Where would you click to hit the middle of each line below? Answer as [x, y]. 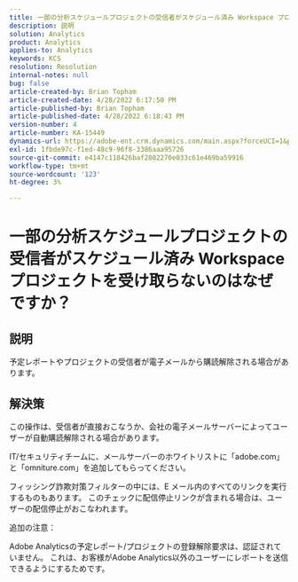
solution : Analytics [47, 34]
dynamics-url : [35, 141]
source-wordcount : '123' [55, 174]
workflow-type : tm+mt [49, 166]
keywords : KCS [35, 59]
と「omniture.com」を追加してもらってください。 [100, 468]
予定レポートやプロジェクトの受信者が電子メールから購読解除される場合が [145, 362]
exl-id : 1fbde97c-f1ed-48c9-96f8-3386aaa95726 [97, 149]
